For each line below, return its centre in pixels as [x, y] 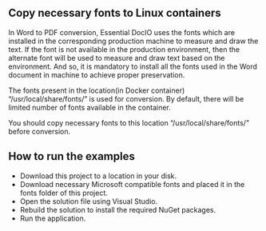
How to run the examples [72, 156]
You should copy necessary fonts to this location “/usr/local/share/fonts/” [129, 122]
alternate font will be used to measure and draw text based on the [117, 58]
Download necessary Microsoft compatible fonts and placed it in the [132, 184]
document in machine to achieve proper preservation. [97, 74]
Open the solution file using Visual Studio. [89, 201]
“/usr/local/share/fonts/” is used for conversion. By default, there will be [126, 98]
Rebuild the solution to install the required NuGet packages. [118, 209]
